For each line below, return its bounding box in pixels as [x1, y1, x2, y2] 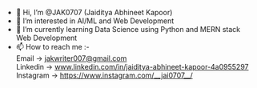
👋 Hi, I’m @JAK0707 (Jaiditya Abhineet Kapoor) [15, 8, 173, 17]
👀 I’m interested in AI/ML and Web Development [15, 16, 175, 26]
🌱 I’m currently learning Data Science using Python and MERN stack [15, 25, 241, 34]
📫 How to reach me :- [15, 42, 90, 51]
